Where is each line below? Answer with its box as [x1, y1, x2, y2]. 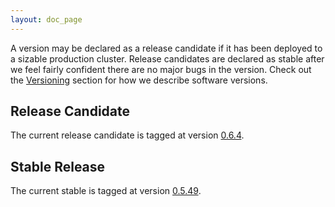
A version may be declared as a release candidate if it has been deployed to [10, 42, 323, 54]
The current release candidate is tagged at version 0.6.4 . [10, 129, 245, 141]
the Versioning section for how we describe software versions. [10, 74, 268, 86]
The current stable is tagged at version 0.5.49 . [10, 185, 202, 197]
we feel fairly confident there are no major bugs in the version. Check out [10, 63, 312, 75]
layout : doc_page [10, 14, 83, 25]
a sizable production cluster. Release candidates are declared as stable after [10, 52, 325, 65]
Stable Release [10, 158, 106, 175]
